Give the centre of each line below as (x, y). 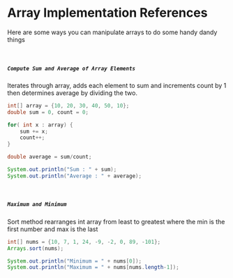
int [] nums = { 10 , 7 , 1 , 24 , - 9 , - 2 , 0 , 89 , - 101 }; (84, 242)
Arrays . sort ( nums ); (36, 248)
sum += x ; (34, 131)
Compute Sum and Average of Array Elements (72, 68)
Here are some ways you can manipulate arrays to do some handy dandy (112, 32)
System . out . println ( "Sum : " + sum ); (62, 170)
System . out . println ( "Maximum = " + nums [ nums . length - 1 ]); (93, 268)
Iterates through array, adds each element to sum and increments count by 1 (117, 85)
